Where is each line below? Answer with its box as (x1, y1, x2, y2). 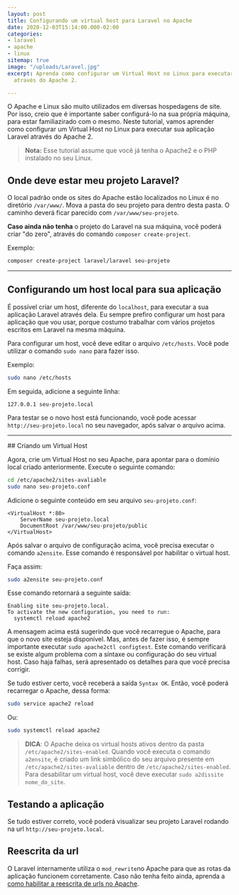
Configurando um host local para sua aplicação (7, 284, 222, 296)
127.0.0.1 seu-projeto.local (7, 401, 94, 408)
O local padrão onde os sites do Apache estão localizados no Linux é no (7, 194, 219, 202)
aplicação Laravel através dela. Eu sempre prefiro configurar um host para (7, 310, 225, 319)
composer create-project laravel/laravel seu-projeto (7, 258, 171, 265)
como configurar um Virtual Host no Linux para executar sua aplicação (7, 125, 215, 134)
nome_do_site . (24, 778, 65, 786)
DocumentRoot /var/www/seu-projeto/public (20, 522, 148, 529)
